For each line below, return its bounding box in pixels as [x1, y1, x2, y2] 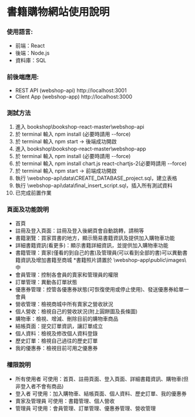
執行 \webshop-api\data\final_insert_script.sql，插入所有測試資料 [15, 182, 173, 189]
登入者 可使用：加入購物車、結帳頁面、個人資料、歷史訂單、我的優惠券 [15, 390, 187, 397]
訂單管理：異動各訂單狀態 [15, 278, 78, 285]
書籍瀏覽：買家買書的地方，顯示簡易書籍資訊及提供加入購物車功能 [15, 234, 175, 241]
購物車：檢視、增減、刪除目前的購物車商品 [15, 315, 119, 322]
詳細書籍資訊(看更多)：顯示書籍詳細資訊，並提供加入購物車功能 [15, 242, 169, 249]
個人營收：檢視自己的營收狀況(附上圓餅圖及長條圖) [15, 308, 138, 315]
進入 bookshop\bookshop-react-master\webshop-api [15, 123, 144, 130]
